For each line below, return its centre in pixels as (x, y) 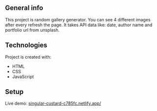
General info (24, 8)
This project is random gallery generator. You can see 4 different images (78, 19)
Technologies (26, 45)
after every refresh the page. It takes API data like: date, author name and (79, 25)
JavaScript (23, 77)
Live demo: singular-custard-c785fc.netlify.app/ (53, 103)
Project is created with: (28, 57)
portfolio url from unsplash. (32, 30)
